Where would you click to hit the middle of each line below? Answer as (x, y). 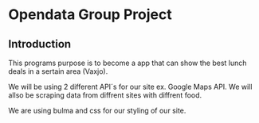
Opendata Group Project (90, 15)
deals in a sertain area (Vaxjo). (58, 71)
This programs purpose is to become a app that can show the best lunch (128, 63)
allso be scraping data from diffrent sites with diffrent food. (105, 95)
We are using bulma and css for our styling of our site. (97, 110)
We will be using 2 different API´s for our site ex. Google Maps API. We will (130, 86)
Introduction (40, 44)
